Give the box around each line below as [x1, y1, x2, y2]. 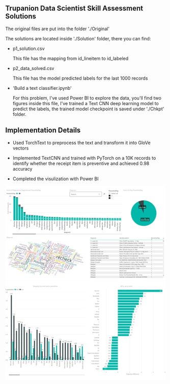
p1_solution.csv [12, 45, 45, 52]
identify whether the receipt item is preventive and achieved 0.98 [12, 160, 150, 166]
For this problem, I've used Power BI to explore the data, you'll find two [12, 94, 162, 101]
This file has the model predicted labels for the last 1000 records [12, 75, 148, 81]
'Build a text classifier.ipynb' [12, 85, 72, 91]
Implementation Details [5, 126, 81, 135]
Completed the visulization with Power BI [12, 176, 99, 182]
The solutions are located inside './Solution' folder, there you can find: [5, 35, 151, 41]
